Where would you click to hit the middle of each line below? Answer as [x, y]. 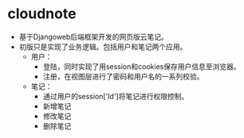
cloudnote [42, 14]
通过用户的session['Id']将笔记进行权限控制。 [116, 96]
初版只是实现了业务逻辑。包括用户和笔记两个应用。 [103, 46]
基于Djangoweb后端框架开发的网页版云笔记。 [94, 36]
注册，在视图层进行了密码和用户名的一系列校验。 [123, 76]
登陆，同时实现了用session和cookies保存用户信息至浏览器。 [142, 66]
